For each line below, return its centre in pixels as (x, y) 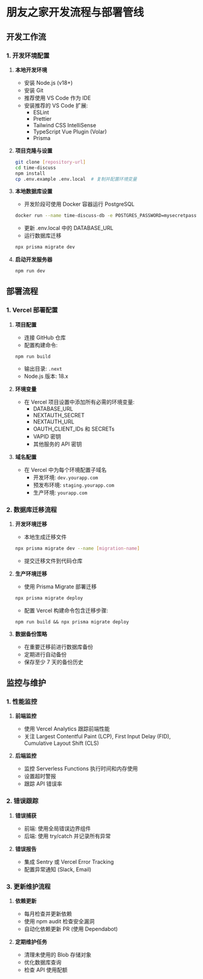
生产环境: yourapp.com (60, 493)
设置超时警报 (40, 776)
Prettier (42, 118)
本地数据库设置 (34, 191)
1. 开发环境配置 (28, 55)
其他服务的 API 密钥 (57, 444)
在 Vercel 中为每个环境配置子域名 (65, 469)
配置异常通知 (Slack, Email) (58, 869)
